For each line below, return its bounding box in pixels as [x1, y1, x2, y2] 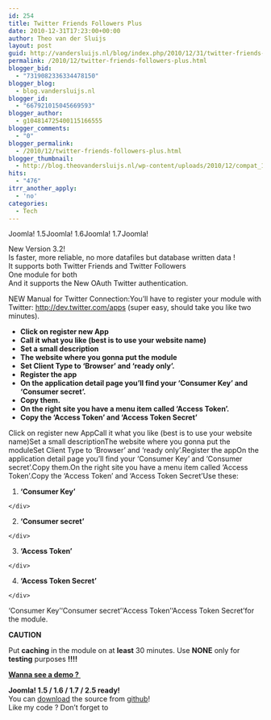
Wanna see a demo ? [8, 670, 79, 680]
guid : [8, 49, 27, 57]
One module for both [8, 270, 78, 279]
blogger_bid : [8, 65, 52, 73]
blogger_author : [8, 110, 63, 118]
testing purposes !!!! [8, 655, 78, 664]
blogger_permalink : [8, 139, 74, 148]
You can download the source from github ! [8, 694, 151, 704]
